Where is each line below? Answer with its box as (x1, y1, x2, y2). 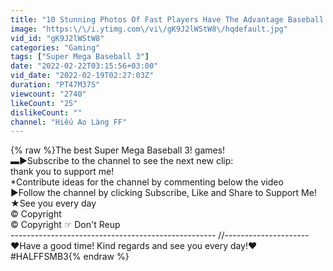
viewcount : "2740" (10, 89, 87, 99)
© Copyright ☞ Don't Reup (10, 219, 121, 231)
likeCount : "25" (10, 98, 78, 108)
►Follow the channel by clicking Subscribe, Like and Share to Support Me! (10, 187, 317, 199)
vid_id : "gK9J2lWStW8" (10, 33, 105, 43)
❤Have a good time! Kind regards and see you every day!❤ (10, 240, 258, 252)
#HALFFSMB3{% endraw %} (10, 251, 130, 263)
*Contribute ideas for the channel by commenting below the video (10, 176, 284, 188)
